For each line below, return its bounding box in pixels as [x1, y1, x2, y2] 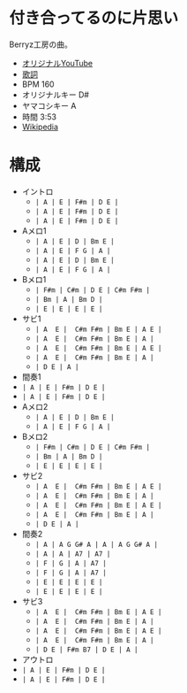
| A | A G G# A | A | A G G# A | [34, 540, 159, 549]
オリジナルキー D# [21, 89, 90, 100]
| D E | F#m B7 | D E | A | [34, 645, 138, 654]
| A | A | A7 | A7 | [34, 550, 111, 558]
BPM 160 [21, 79, 55, 89]
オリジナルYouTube [21, 58, 93, 68]
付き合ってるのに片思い [9, 8, 179, 28]
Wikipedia [21, 121, 59, 132]
